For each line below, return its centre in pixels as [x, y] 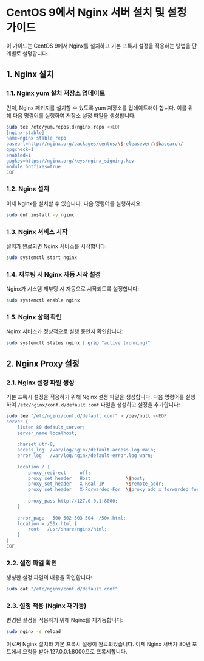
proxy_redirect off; [59, 473]
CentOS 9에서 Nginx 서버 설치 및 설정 [97, 12]
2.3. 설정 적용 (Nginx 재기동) [46, 606]
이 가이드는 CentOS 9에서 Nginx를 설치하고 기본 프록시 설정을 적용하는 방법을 [99, 46]
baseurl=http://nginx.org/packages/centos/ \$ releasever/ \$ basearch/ [95, 144]
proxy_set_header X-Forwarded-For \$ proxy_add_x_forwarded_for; [115, 490]
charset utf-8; [36, 444]
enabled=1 [19, 155]
